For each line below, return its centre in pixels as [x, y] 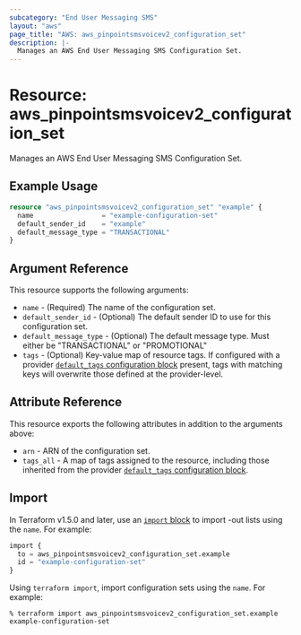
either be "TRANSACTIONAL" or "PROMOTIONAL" [115, 345]
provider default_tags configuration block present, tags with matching [152, 365]
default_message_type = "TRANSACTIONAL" [94, 232]
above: [22, 433]
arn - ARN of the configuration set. [86, 450]
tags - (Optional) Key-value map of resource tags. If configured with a [151, 355]
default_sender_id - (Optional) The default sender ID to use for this [146, 317]
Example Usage [54, 186]
